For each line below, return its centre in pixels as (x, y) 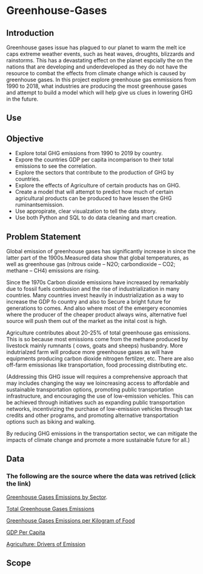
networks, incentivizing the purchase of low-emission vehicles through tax (99, 409)
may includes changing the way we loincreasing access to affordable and (98, 383)
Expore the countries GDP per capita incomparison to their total (94, 160)
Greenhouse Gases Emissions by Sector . (57, 497)
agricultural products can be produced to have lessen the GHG (93, 198)
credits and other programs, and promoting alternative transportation (92, 415)
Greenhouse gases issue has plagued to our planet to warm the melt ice (96, 47)
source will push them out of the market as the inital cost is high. (87, 321)
